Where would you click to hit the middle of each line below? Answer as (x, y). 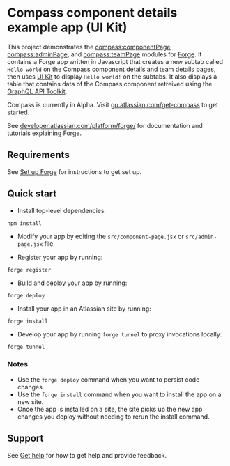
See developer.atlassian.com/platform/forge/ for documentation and (105, 125)
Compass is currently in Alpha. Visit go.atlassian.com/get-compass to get (113, 104)
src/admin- (201, 237)
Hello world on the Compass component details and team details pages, (112, 69)
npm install (24, 223)
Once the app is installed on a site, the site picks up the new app (110, 409)
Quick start (32, 194)
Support (25, 438)
